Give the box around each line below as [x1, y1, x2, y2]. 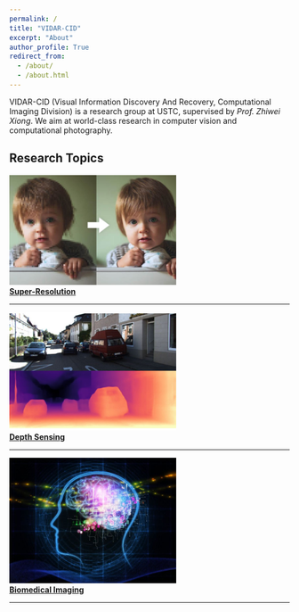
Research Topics [9, 151, 104, 166]
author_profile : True [9, 43, 90, 52]
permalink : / [9, 14, 58, 23]
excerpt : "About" [9, 33, 74, 42]
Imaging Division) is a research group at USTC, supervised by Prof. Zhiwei [9, 105, 281, 116]
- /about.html [17, 71, 69, 80]
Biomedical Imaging [9, 584, 85, 595]
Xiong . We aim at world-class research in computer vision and [9, 115, 238, 126]
